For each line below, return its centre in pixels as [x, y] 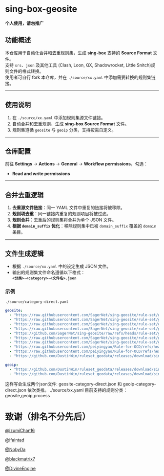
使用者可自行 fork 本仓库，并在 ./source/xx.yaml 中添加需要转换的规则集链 [80, 77]
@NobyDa [15, 450]
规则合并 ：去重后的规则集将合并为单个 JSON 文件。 [64, 220]
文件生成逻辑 [24, 254]
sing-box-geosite [41, 9]
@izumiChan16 [20, 431]
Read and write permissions [41, 174]
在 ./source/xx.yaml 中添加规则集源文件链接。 [59, 117]
